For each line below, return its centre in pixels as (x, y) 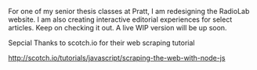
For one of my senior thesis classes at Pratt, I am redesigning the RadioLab (129, 11)
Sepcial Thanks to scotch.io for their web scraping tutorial (101, 43)
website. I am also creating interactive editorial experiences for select (120, 19)
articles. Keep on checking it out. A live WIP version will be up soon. (118, 28)
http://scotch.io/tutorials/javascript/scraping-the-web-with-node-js (117, 58)
